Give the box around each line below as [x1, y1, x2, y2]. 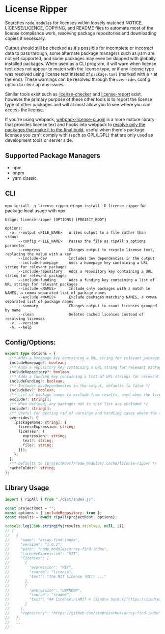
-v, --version [9, 320, 38, 325]
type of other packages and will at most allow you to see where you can [5, 101, 151, 107]
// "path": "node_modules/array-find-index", [5, 546, 109, 552]
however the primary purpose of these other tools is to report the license [5, 96, 153, 102]
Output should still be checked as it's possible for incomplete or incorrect [5, 45, 154, 51]
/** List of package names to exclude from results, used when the [9, 392, 151, 397]
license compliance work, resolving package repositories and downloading [5, 30, 157, 36]
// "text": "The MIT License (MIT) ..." [5, 574, 107, 579]
